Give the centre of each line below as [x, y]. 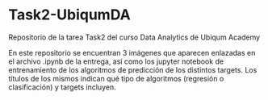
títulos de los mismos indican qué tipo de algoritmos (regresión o [116, 78]
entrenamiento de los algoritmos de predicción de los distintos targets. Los [133, 69]
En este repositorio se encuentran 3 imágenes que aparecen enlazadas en [132, 52]
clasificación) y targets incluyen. [62, 87]
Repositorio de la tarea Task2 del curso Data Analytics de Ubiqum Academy [134, 37]
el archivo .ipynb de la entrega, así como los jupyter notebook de [116, 61]
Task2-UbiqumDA [69, 15]
